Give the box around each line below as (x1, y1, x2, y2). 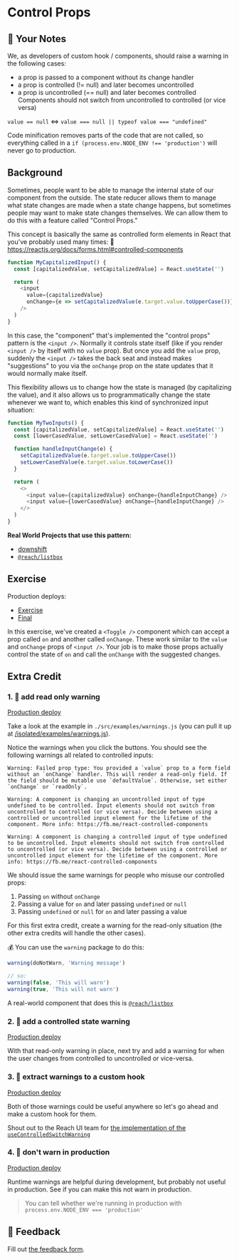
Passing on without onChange (17, 893, 101, 901)
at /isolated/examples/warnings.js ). (7, 729, 110, 738)
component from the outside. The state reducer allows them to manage (7, 193, 217, 202)
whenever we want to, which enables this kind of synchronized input (7, 397, 208, 407)
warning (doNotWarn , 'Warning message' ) (7, 960, 126, 967)
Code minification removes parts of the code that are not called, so (7, 131, 204, 139)
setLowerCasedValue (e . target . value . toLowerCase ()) (20, 459, 174, 466)
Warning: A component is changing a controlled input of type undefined (7, 833, 228, 840)
